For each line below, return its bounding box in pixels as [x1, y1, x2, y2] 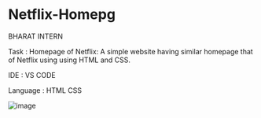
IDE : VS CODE [8, 70, 57, 79]
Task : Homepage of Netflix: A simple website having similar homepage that [8, 46, 253, 56]
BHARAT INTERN [8, 31, 63, 41]
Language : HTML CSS [8, 85, 83, 95]
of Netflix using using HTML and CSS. [8, 55, 131, 65]
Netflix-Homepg [8, 6, 116, 24]
